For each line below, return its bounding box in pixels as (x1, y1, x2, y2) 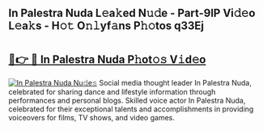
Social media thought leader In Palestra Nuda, (99, 78, 252, 87)
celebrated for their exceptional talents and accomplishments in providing (8, 104, 254, 114)
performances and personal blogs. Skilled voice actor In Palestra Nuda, (8, 96, 246, 105)
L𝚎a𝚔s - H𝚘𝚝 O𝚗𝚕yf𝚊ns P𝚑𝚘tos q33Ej (8, 19, 205, 33)
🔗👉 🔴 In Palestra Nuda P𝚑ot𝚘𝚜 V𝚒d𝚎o (8, 52, 206, 66)
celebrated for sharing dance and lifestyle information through (8, 87, 216, 96)
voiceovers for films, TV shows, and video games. (8, 113, 176, 122)
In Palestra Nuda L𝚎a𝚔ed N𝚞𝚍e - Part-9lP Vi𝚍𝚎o (8, 6, 256, 20)
